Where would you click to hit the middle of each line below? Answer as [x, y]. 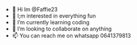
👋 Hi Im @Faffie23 [35, 9]
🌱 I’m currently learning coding [51, 22]
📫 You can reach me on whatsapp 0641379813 [71, 36]
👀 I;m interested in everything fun [54, 16]
